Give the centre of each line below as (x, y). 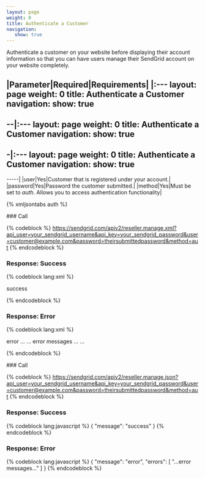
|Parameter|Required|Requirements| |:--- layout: (102, 84)
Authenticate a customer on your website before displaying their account (99, 52)
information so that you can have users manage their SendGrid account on (100, 59)
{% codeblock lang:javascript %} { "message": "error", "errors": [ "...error (99, 461)
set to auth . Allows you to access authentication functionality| (84, 192)
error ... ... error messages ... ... (45, 341)
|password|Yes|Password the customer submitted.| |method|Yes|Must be (99, 186)
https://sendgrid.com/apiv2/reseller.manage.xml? (114, 228)
